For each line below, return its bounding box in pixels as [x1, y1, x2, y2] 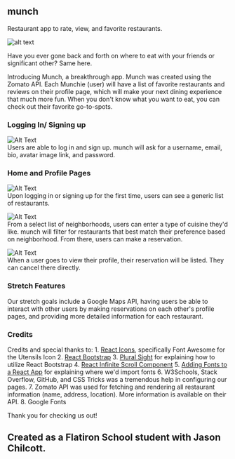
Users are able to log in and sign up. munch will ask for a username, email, [7, 143, 222, 152]
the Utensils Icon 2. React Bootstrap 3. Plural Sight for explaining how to [7, 353, 215, 361]
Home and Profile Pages [7, 168, 91, 178]
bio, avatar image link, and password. [7, 151, 116, 159]
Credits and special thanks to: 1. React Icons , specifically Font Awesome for [7, 345, 226, 354]
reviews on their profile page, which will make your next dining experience [7, 87, 222, 95]
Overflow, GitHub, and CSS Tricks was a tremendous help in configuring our [7, 375, 227, 383]
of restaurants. [7, 199, 51, 208]
